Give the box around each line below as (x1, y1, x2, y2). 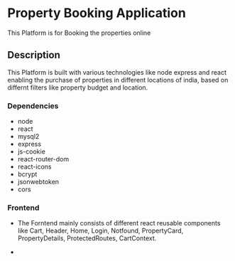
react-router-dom (17, 155, 70, 164)
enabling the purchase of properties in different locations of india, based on (7, 75, 229, 84)
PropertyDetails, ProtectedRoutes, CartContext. (17, 234, 157, 243)
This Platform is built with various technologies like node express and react (7, 68, 227, 76)
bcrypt (17, 170, 38, 179)
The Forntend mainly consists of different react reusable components (17, 219, 221, 228)
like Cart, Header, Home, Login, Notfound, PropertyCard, (17, 226, 184, 235)
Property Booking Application (7, 5, 186, 21)
